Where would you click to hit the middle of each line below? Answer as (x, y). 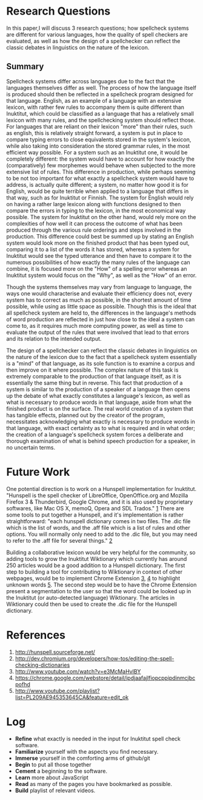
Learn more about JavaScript (52, 777)
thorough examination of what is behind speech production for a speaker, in (101, 441)
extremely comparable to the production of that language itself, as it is (94, 376)
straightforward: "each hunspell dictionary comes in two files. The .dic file (98, 521)
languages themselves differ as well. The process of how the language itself (101, 88)
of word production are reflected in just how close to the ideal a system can (101, 319)
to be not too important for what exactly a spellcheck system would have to (100, 178)
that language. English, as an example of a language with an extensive (94, 100)
